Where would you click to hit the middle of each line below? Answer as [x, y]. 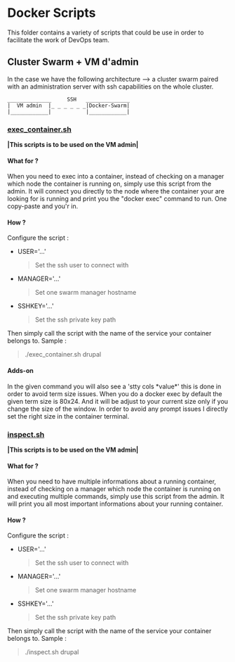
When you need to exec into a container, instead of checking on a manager [116, 177]
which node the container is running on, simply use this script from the [109, 184]
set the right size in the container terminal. [68, 416]
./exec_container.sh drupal [63, 355]
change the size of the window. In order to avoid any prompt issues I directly [117, 409]
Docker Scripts [52, 13]
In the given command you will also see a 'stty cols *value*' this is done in [114, 386]
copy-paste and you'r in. [43, 206]
